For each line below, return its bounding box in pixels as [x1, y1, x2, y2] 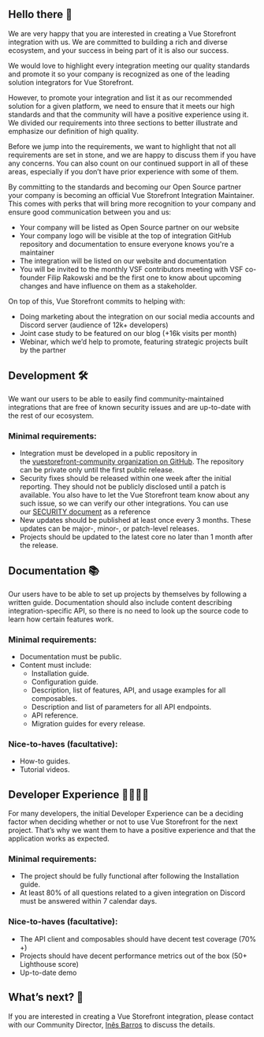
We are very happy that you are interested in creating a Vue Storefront [8, 28, 236, 38]
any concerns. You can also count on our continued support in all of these [8, 159, 249, 168]
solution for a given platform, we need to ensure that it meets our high [8, 101, 235, 110]
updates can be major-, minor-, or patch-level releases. [19, 524, 199, 533]
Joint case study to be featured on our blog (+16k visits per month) [19, 328, 237, 338]
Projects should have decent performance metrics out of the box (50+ [19, 951, 247, 961]
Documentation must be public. [19, 652, 122, 662]
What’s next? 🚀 [8, 990, 84, 1004]
